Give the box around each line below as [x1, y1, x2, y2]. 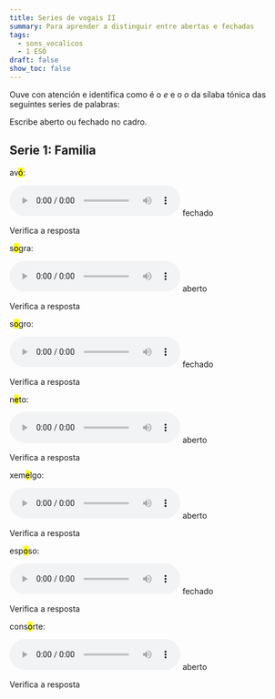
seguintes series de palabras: [9, 98, 120, 109]
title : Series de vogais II [9, 13, 117, 23]
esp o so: [9, 545, 40, 556]
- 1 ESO [17, 47, 47, 56]
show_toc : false [9, 65, 71, 74]
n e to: [9, 393, 29, 405]
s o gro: [9, 318, 34, 329]
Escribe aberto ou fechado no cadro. [9, 116, 148, 127]
